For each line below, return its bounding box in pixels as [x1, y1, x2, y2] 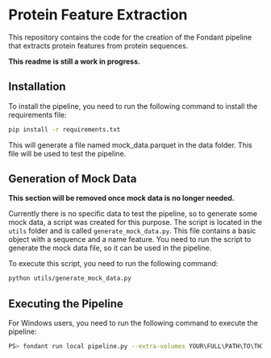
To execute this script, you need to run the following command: [8, 259, 219, 268]
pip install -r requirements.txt [8, 125, 121, 134]
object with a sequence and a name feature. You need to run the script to [8, 235, 252, 244]
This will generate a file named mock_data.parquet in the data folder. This [8, 139, 252, 150]
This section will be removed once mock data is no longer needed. [8, 194, 236, 203]
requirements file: [8, 110, 67, 119]
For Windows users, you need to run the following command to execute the [8, 318, 258, 328]
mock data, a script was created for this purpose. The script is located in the [8, 218, 262, 227]
